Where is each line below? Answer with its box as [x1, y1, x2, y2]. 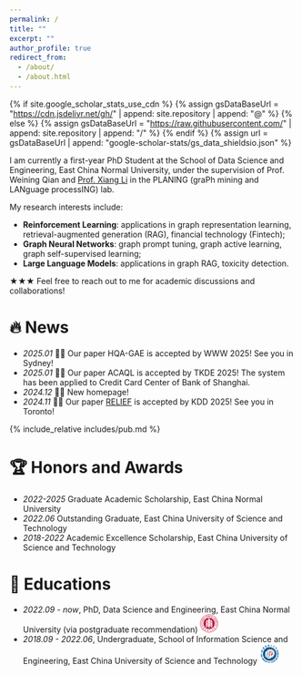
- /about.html [17, 73, 71, 82]
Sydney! [22, 357, 55, 368]
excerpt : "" [9, 34, 55, 43]
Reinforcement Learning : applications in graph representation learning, [22, 219, 292, 230]
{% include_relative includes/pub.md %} [9, 424, 161, 435]
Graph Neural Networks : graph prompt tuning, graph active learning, [22, 238, 282, 250]
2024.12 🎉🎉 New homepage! [22, 386, 129, 397]
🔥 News [9, 317, 70, 338]
